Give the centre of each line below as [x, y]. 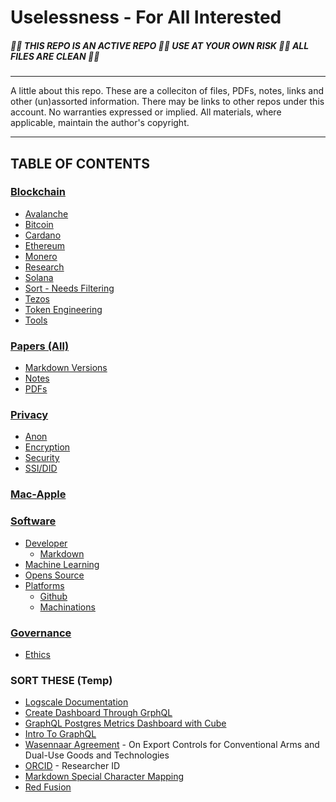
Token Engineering [63, 309]
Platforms [44, 585]
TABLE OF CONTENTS [80, 163]
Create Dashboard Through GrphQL [98, 713]
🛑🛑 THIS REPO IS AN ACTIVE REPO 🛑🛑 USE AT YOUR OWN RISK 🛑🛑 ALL [160, 45]
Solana [39, 277]
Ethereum [44, 245]
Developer [46, 543]
